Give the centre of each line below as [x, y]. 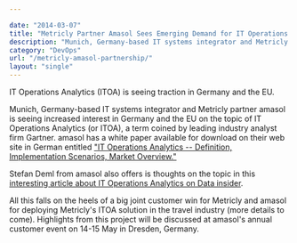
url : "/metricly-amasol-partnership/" [81, 59]
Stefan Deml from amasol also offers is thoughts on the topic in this [132, 174]
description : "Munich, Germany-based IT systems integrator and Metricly [149, 42]
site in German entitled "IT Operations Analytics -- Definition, [121, 147]
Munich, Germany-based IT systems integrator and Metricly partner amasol [148, 109]
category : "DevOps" [45, 50]
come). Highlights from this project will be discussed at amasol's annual [141, 219]
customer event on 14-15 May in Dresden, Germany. [104, 229]
